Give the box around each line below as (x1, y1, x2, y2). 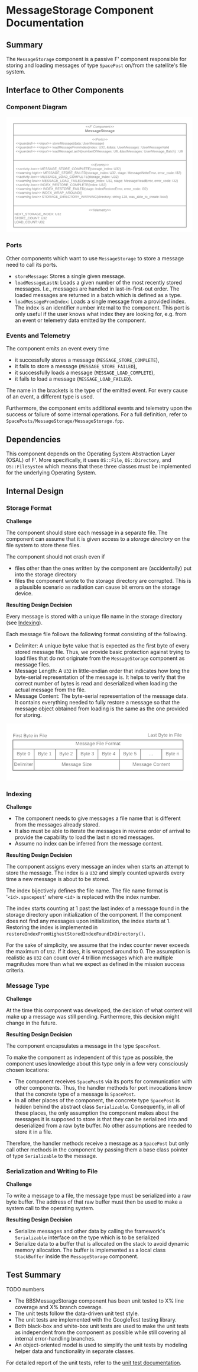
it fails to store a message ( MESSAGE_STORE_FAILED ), (14, 363, 137, 370)
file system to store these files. (6, 541, 81, 548)
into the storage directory (14, 570, 77, 578)
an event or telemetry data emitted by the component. (14, 317, 147, 324)
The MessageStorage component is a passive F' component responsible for (6, 56, 187, 62)
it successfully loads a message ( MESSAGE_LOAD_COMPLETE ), (14, 369, 155, 376)
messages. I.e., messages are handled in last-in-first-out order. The (14, 285, 180, 292)
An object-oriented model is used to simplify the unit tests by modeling (14, 1341, 187, 1348)
